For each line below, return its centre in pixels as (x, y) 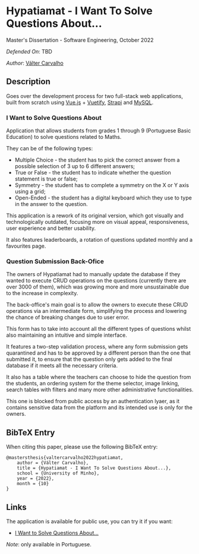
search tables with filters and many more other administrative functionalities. (100, 390)
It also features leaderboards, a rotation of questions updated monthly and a (99, 240)
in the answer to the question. (51, 204)
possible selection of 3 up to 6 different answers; (75, 166)
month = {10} (33, 484)
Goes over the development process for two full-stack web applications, (94, 96)
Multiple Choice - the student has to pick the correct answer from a (97, 160)
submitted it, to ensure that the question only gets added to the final (89, 359)
